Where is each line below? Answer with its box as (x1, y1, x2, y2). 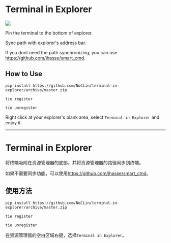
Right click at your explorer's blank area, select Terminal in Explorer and (5, 114, 160, 120)
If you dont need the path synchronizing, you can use (5, 49, 118, 55)
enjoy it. (5, 119, 22, 125)
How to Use (5, 70, 43, 78)
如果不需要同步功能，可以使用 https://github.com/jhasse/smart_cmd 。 (5, 170, 151, 176)
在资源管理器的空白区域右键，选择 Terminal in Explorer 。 (5, 232, 127, 238)
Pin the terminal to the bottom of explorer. (5, 29, 93, 36)
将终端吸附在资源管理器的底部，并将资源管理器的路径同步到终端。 (5, 159, 144, 165)
